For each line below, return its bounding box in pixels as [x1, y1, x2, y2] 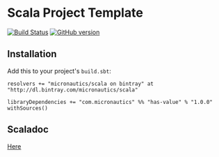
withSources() [7, 105, 49, 112]
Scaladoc [7, 124, 49, 135]
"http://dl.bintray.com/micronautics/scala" [7, 86, 138, 94]
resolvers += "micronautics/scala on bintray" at [7, 80, 154, 87]
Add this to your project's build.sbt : [7, 66, 111, 75]
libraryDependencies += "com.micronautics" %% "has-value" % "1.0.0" [7, 98, 213, 105]
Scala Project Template [7, 5, 144, 21]
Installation [7, 48, 57, 60]
